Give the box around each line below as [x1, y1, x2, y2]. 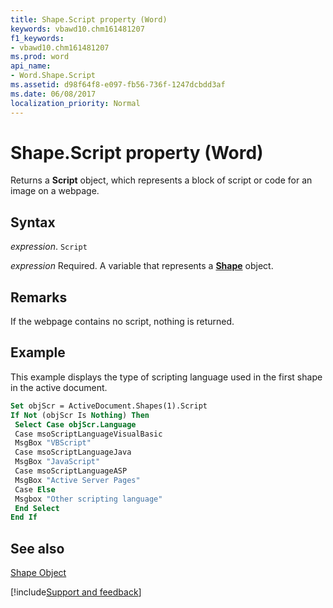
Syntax [10, 214, 56, 231]
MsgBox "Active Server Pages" [14, 475, 141, 485]
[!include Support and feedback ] [10, 586, 142, 598]
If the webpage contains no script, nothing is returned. [10, 316, 235, 328]
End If [10, 512, 38, 523]
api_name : [10, 61, 52, 71]
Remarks [10, 289, 68, 306]
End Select [14, 503, 60, 513]
